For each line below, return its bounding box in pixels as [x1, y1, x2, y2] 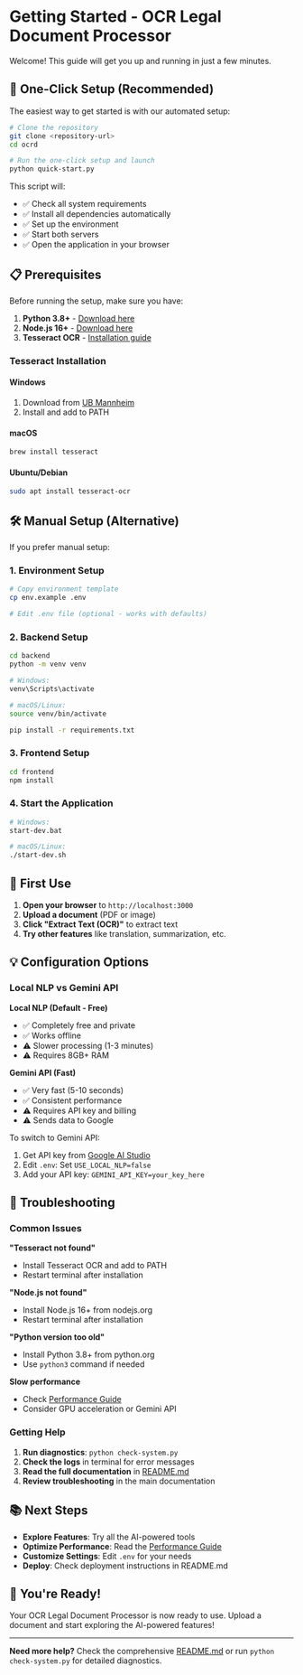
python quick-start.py [9, 164, 95, 173]
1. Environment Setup [9, 564, 106, 576]
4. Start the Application [9, 797, 114, 809]
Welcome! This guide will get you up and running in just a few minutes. [9, 55, 272, 66]
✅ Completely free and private [22, 1019, 136, 1031]
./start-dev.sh [9, 851, 67, 860]
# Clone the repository [9, 123, 99, 132]
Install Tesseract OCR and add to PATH [22, 1260, 168, 1271]
